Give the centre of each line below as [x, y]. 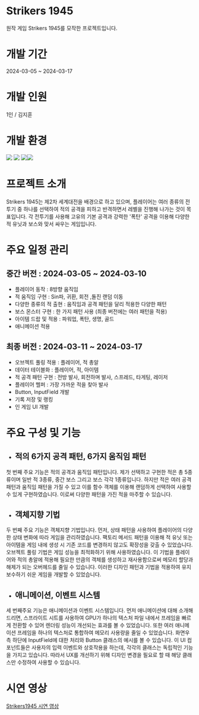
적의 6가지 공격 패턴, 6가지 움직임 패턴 [80, 457]
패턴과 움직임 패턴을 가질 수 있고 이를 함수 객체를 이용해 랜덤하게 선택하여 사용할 [99, 487]
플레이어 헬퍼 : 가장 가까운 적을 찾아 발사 [61, 384]
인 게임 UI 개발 [32, 406]
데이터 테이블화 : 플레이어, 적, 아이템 [57, 370]
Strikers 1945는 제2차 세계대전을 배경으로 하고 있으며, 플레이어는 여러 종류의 [95, 201]
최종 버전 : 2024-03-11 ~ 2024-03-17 [74, 347]
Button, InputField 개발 [42, 392]
